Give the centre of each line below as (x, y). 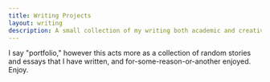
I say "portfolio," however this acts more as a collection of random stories (130, 53)
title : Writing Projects (50, 16)
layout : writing (35, 23)
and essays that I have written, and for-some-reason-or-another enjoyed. (130, 61)
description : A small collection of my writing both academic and (122, 30)
